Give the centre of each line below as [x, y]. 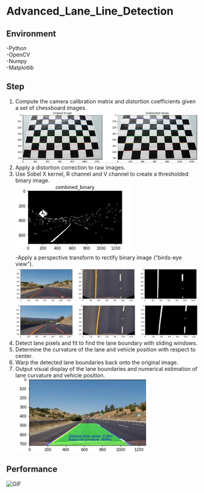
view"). [24, 264]
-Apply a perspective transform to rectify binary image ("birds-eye [98, 258]
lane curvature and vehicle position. [60, 376]
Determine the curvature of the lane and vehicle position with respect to [105, 350]
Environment [31, 34]
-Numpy [17, 61]
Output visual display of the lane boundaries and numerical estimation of [106, 369]
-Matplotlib [20, 67]
